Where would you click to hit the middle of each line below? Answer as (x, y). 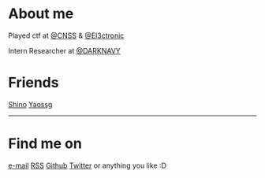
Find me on (45, 144)
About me (41, 14)
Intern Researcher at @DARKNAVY (64, 50)
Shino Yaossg (30, 104)
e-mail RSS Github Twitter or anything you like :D (88, 165)
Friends (34, 83)
